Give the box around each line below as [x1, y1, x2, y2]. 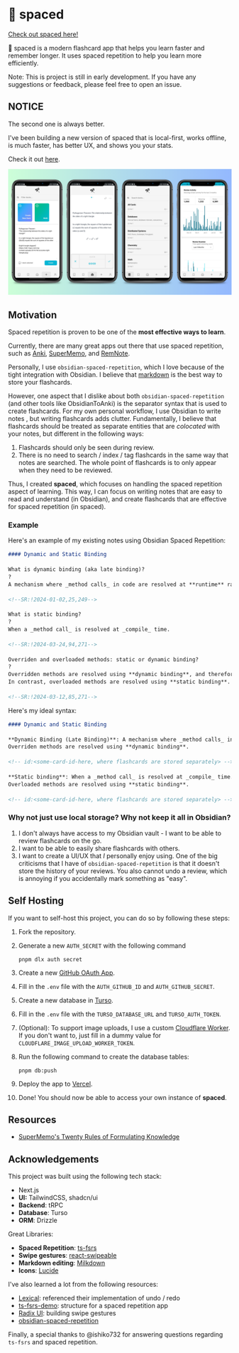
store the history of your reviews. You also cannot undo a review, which [18, 867, 228, 875]
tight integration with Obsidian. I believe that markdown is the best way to [8, 370, 223, 379]
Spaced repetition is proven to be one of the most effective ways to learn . [8, 328, 226, 336]
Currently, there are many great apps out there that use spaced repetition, [8, 341, 224, 351]
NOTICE [8, 101, 44, 113]
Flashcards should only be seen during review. [18, 444, 155, 452]
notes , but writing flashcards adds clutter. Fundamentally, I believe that [8, 415, 217, 423]
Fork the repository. [18, 927, 77, 936]
